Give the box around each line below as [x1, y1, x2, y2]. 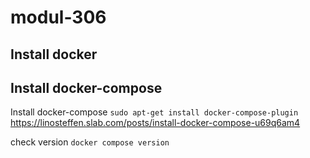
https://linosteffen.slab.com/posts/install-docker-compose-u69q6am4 [10, 117, 301, 129]
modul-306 [10, 6, 107, 29]
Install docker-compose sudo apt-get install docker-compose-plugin [10, 106, 299, 118]
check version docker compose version [10, 136, 170, 148]
